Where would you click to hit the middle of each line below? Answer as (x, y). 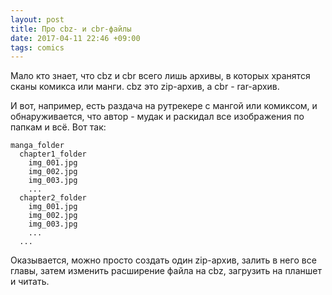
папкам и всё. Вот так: (58, 127)
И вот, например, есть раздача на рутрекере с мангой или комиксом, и (164, 106)
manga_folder (37, 146)
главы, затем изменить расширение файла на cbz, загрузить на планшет (166, 271)
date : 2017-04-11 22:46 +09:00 (75, 38)
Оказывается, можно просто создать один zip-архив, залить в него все (163, 260)
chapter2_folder (53, 198)
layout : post (37, 19)
